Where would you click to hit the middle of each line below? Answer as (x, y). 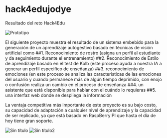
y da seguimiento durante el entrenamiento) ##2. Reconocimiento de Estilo (82, 58)
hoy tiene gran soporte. (29, 121)
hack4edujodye (38, 9)
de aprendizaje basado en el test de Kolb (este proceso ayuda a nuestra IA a (83, 63)
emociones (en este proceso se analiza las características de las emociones (83, 74)
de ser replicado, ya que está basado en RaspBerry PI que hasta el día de (81, 115)
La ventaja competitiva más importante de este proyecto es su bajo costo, (81, 105)
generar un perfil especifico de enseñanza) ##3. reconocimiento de (75, 69)
